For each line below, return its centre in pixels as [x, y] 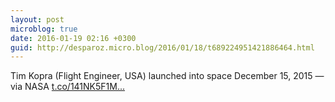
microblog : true [44, 29]
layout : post [37, 19]
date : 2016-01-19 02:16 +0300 [73, 38]
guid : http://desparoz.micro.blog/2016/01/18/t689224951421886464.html [162, 47]
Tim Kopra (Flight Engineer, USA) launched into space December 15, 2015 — [167, 76]
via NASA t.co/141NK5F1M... [68, 87]
